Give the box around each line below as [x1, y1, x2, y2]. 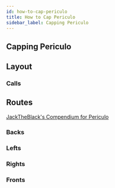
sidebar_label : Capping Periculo [6, 20, 89, 25]
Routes [6, 98, 33, 108]
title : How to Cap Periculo [6, 14, 76, 20]
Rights [6, 160, 25, 168]
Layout [6, 61, 33, 72]
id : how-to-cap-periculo [6, 8, 68, 15]
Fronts [6, 176, 25, 184]
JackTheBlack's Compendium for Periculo [6, 113, 109, 120]
